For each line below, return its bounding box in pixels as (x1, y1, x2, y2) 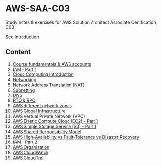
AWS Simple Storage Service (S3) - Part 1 (12, 123, 97, 129)
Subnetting (12, 87, 35, 93)
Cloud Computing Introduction (12, 71, 74, 77)
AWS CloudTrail (12, 155, 45, 161)
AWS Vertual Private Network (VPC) (12, 113, 85, 119)
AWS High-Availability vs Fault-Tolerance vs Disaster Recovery (12, 134, 139, 140)
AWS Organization (12, 144, 50, 150)
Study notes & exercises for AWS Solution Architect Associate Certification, (5, 19, 158, 25)
